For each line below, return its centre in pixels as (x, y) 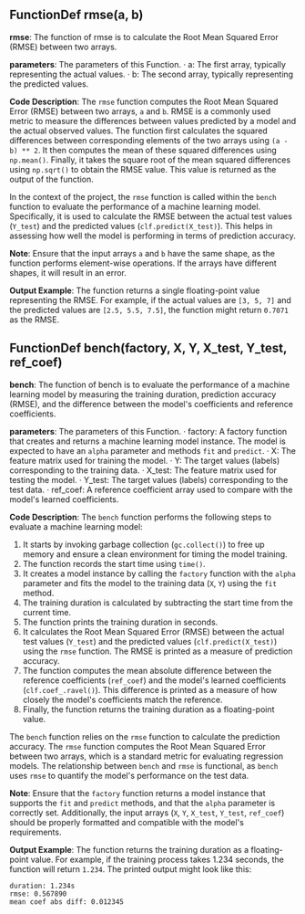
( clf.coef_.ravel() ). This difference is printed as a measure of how (150, 689)
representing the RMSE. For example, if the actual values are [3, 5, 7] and (150, 299)
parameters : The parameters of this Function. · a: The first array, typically (148, 64)
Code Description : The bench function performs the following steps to (140, 517)
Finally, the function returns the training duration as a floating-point (148, 709)
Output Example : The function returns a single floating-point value (135, 290)
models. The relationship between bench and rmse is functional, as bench (144, 765)
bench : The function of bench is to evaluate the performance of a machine (150, 384)
